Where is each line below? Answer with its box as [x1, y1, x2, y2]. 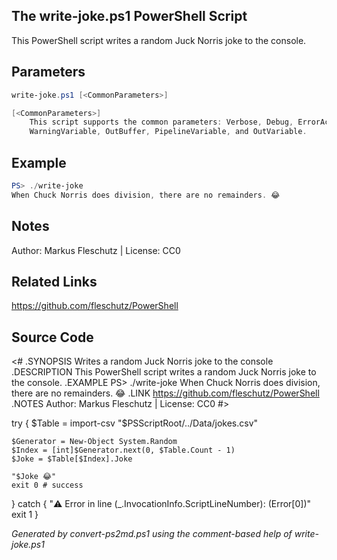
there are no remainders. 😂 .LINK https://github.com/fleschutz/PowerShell [11, 387, 320, 399]
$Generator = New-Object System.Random [11, 437, 178, 447]
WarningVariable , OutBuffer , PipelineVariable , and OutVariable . [29, 127, 308, 137]
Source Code [11, 329, 94, 346]
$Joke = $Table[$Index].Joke [11, 454, 133, 464]
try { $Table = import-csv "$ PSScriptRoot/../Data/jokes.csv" [11, 417, 259, 429]
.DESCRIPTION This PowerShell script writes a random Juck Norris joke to [11, 366, 317, 378]
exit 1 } [11, 509, 39, 521]
